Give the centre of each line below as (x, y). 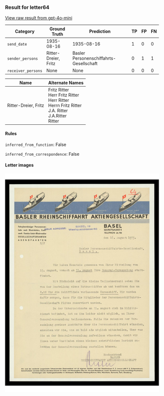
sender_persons (22, 59)
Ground (57, 29)
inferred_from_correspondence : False (42, 154)
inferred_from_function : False (36, 144)
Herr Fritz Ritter (64, 95)
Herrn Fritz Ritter (65, 105)
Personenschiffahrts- (94, 58)
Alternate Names (66, 83)
